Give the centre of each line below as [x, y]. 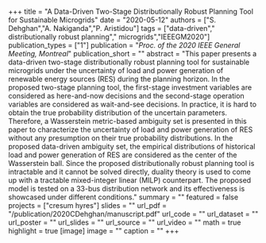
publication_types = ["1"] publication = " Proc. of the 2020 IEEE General [124, 45]
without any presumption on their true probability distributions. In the [121, 138]
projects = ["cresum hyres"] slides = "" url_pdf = [88, 205]
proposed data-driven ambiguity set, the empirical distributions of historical [132, 147]
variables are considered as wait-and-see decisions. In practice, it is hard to [132, 104]
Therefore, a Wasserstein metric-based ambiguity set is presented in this [128, 121]
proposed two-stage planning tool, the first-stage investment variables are [130, 87]
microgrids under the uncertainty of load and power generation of [116, 70]
